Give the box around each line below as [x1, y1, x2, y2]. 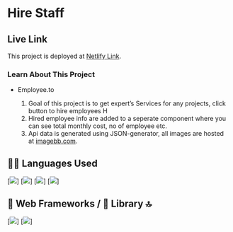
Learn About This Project [7, 69, 96, 79]
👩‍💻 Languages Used [7, 157, 98, 169]
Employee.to [17, 86, 55, 94]
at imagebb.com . [28, 137, 78, 146]
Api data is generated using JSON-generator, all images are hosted [28, 129, 225, 138]
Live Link [7, 33, 48, 45]
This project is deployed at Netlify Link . [7, 52, 122, 60]
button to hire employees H [28, 107, 108, 115]
